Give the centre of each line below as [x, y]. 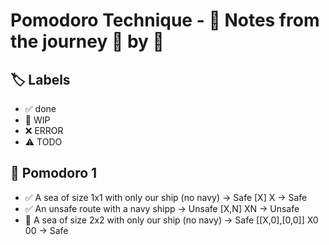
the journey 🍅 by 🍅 [87, 41]
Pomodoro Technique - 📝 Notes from [165, 20]
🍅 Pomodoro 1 [54, 173]
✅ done [40, 108]
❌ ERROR [44, 130]
